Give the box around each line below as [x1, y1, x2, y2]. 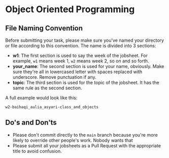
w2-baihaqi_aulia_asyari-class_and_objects [5, 105, 99, 110]
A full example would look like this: [5, 95, 78, 101]
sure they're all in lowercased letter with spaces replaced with [12, 69, 143, 75]
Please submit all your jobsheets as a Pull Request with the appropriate [12, 142, 161, 148]
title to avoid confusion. [12, 148, 62, 154]
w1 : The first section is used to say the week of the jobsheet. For [12, 52, 148, 58]
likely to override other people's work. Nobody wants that [12, 137, 133, 143]
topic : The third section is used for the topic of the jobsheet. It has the [12, 80, 160, 85]
